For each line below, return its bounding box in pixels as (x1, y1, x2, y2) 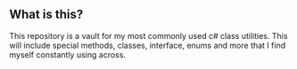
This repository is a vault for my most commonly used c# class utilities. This (9, 30, 288, 41)
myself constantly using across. (9, 49, 127, 60)
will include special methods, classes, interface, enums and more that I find (9, 40, 286, 50)
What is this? (9, 7, 84, 22)
